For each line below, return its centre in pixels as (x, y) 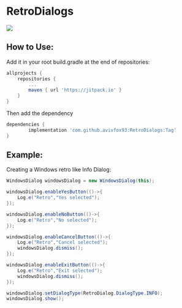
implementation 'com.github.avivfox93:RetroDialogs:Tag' (102, 130)
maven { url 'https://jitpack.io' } (75, 90)
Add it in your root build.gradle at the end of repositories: (78, 62)
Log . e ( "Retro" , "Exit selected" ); (60, 271)
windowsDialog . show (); (35, 299)
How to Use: (30, 47)
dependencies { (26, 124)
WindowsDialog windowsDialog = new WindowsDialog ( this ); (81, 181)
